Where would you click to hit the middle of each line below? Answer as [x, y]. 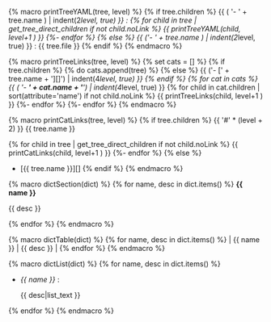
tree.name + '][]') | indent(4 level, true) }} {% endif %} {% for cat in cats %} [133, 79]
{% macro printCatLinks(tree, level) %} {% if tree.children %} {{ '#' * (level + [135, 120]
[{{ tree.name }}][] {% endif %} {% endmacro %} [102, 168]
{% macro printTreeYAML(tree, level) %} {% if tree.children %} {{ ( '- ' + [128, 12]
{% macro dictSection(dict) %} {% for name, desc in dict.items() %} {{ [126, 184]
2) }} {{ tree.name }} [42, 129]
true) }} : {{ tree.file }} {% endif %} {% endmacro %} [95, 46]
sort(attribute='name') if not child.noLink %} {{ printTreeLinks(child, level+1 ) [136, 96]
